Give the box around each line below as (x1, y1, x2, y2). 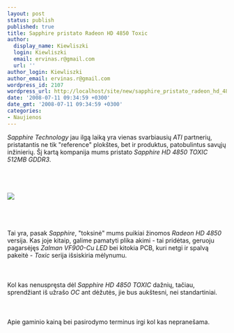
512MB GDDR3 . (7, 155, 52, 164)
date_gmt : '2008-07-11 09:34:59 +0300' (7, 101, 123, 108)
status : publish (7, 17, 54, 24)
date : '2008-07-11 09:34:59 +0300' (7, 95, 111, 102)
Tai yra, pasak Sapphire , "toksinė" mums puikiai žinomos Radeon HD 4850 (7, 229, 221, 237)
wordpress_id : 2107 (7, 82, 64, 88)
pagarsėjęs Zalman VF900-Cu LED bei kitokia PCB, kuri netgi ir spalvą (7, 243, 209, 251)
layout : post (7, 10, 45, 17)
